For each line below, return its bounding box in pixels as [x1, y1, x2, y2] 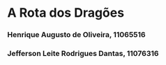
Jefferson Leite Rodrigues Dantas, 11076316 [7, 49, 159, 59]
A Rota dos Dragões [7, 5, 124, 21]
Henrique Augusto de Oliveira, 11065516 [7, 30, 146, 40]
